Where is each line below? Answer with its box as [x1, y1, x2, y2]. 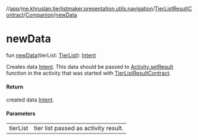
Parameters [6, 110, 36, 117]
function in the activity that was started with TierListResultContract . [6, 69, 171, 77]
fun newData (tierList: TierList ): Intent [6, 52, 96, 59]
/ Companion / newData [23, 11, 77, 18]
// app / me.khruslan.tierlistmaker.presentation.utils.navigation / [6, 5, 155, 12]
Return [6, 83, 24, 90]
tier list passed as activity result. [34, 124, 124, 132]
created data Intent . [6, 96, 55, 103]
